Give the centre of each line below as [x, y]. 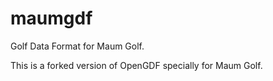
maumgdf [51, 18]
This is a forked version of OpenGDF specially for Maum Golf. [136, 65]
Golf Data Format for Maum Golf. [77, 46]
